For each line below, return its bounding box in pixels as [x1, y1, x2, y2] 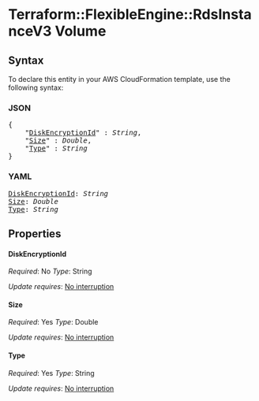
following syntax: [8, 83, 64, 92]
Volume [54, 22, 107, 40]
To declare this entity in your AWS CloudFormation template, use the [8, 75, 231, 84]
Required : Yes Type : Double [8, 317, 99, 327]
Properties [8, 227, 62, 240]
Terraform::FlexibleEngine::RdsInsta [8, 6, 253, 24]
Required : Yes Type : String [8, 368, 95, 377]
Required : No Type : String [8, 266, 92, 277]
